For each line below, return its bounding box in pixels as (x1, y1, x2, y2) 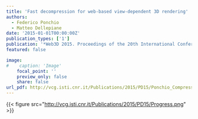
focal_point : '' (16, 68, 57, 74)
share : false (16, 79, 49, 85)
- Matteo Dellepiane (11, 25, 62, 31)
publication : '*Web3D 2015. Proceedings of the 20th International (6, 42, 176, 47)
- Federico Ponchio (11, 19, 60, 25)
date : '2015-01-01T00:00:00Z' (6, 30, 81, 36)
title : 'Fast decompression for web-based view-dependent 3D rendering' (6, 8, 189, 15)
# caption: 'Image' (6, 63, 62, 69)
